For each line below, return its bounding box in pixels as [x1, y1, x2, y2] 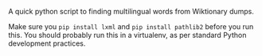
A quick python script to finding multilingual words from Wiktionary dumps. [8, 7, 255, 16]
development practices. [8, 39, 86, 48]
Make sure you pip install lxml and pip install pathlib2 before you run [8, 22, 254, 31]
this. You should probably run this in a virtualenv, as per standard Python [8, 31, 247, 39]
